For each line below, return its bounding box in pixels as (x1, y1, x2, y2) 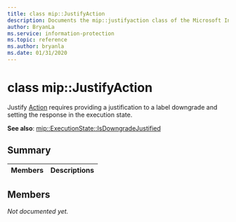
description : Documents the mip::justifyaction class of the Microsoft (7, 17, 221, 24)
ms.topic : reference (7, 37, 68, 44)
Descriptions (50, 165, 95, 175)
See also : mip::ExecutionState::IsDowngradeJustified (7, 124, 162, 132)
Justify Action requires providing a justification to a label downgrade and (7, 103, 218, 111)
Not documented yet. (7, 207, 69, 216)
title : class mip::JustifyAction (7, 10, 105, 18)
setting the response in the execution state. (7, 110, 133, 119)
